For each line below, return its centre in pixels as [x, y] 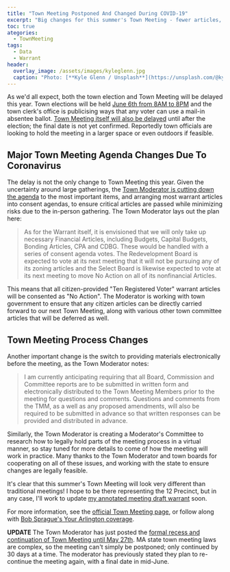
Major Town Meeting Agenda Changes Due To [107, 155]
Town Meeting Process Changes [78, 340]
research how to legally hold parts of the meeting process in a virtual [104, 441]
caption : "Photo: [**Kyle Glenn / [62, 77]
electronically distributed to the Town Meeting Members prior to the [119, 391]
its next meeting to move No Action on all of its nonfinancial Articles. [120, 276]
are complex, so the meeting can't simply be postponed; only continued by [113, 547]
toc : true [21, 26]
